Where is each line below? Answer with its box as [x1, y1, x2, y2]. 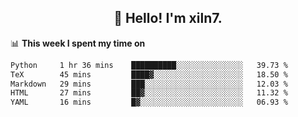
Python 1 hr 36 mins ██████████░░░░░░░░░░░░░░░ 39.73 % [10, 60, 288, 70]
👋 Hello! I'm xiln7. [113, 10, 223, 27]
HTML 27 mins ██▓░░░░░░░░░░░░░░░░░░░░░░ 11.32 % [10, 88, 288, 98]
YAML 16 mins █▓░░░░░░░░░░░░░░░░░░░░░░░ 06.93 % [10, 97, 288, 108]
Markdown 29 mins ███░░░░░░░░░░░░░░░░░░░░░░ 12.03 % [10, 79, 288, 89]
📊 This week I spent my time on [10, 37, 146, 49]
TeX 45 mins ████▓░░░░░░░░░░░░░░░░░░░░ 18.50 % [10, 69, 288, 80]
